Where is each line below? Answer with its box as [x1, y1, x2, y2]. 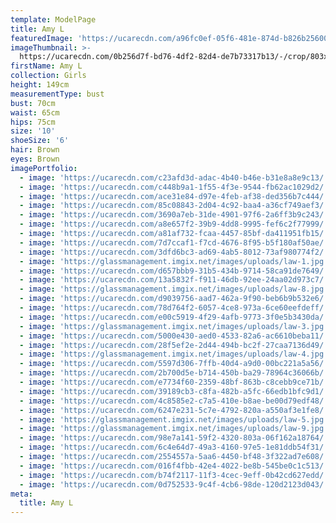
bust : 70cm [10, 98, 56, 108]
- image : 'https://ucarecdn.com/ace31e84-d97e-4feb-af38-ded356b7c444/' [19, 191, 329, 201]
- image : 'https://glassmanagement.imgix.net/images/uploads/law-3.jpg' [19, 321, 329, 331]
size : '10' [10, 126, 56, 136]
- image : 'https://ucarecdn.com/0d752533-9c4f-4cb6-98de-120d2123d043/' [19, 479, 329, 490]
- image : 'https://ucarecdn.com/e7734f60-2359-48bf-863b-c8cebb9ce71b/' [19, 377, 329, 387]
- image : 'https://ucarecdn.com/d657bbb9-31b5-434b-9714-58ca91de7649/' [19, 266, 329, 276]
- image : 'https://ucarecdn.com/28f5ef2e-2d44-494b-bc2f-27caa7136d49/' [19, 340, 329, 350]
